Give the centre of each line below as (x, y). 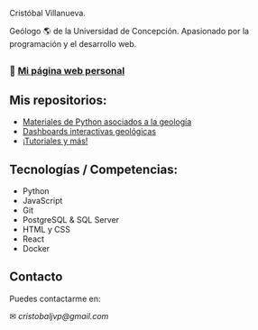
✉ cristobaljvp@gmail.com (59, 316)
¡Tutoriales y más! (55, 141)
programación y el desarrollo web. (73, 44)
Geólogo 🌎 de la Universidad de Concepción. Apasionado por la (129, 31)
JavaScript (42, 201)
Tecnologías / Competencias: (94, 169)
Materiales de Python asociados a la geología (107, 122)
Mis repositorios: (58, 100)
